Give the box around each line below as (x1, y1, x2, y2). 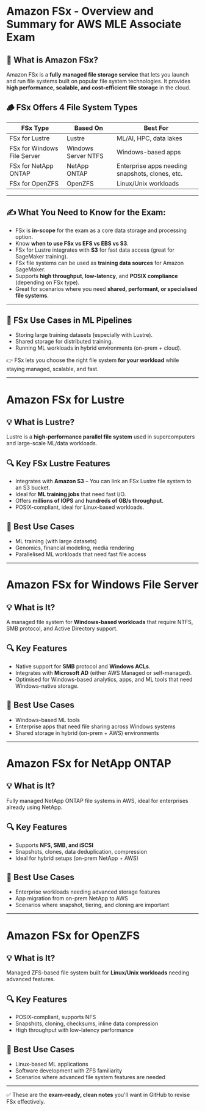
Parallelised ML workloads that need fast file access (15, 551, 146, 558)
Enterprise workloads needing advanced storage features (15, 888, 160, 895)
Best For (143, 124, 169, 132)
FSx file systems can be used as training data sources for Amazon (15, 259, 184, 266)
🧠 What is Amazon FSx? (6, 55, 99, 65)
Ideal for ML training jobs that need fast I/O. (15, 491, 126, 498)
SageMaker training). (15, 252, 68, 260)
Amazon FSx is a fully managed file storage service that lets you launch (6, 71, 189, 78)
